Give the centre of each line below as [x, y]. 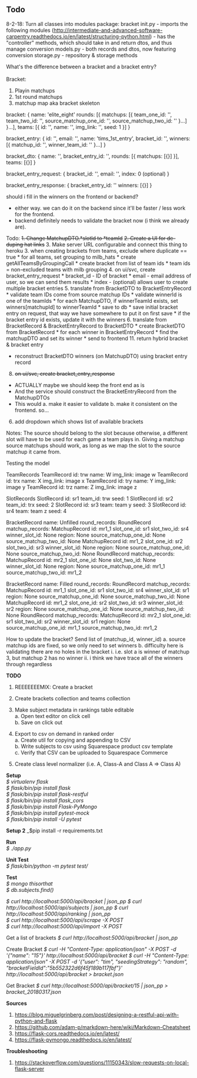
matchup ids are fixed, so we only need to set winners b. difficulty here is [95, 645]
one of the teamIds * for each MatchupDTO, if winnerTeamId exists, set [92, 300]
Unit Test [17, 859]
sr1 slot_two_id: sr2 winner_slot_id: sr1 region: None [68, 621]
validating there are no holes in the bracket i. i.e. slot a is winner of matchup [98, 652]
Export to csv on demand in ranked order [64, 733]
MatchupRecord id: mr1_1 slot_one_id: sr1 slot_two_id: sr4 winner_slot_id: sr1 [98, 590]
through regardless [29, 664]
